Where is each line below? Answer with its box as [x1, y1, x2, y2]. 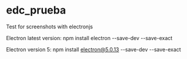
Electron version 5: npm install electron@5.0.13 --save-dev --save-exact [6, 45, 181, 53]
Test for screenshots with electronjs [6, 23, 93, 30]
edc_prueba [6, 4, 66, 17]
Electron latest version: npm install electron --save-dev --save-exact [6, 34, 173, 41]
